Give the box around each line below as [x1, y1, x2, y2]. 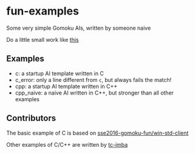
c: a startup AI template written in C [15, 70, 104, 77]
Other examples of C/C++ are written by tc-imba [6, 141, 128, 148]
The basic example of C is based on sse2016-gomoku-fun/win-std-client [6, 129, 189, 136]
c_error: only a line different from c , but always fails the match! [15, 76, 172, 83]
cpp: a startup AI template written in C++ [15, 82, 118, 90]
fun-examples [6, 4, 79, 18]
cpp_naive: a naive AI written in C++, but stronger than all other [15, 89, 174, 96]
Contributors [6, 113, 56, 124]
